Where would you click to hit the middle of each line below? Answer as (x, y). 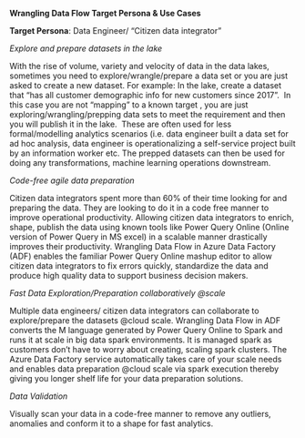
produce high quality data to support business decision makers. (129, 275)
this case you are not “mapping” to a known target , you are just (129, 105)
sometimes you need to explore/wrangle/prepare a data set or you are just (149, 76)
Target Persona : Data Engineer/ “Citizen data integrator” (116, 31)
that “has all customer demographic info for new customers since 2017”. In (150, 95)
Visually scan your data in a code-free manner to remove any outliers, (140, 414)
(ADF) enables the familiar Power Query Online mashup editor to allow (141, 256)
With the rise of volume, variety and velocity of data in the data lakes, (140, 66)
